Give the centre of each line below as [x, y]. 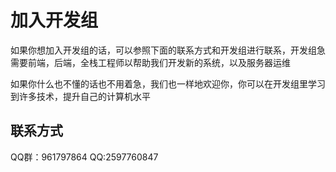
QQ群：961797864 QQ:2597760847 [84, 157]
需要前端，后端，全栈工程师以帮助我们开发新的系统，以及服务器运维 [150, 62]
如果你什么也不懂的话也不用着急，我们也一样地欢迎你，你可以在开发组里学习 [168, 83]
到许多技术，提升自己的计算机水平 [80, 96]
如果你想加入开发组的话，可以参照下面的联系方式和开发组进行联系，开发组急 [168, 50]
